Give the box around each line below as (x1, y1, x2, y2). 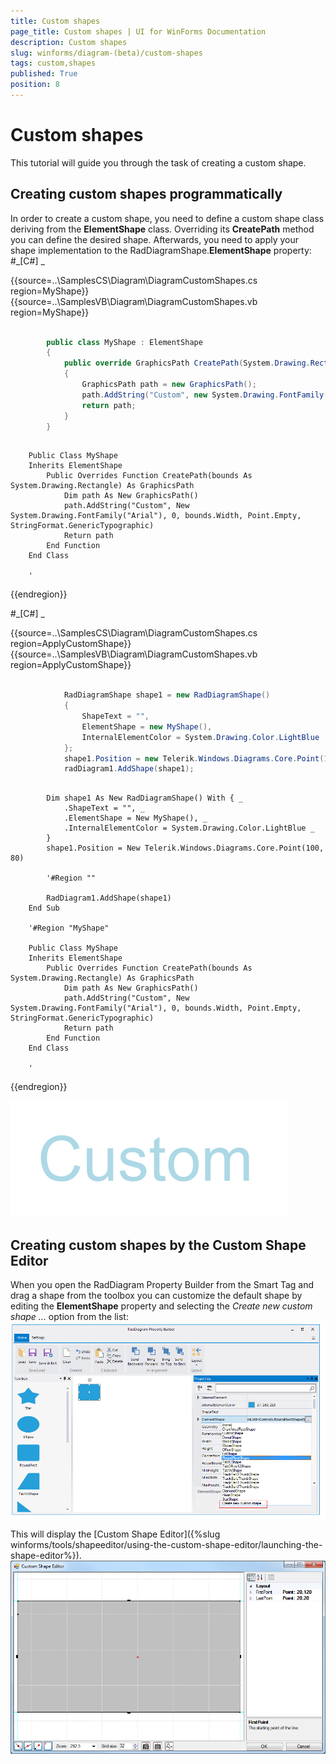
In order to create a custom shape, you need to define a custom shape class (10, 212, 325, 224)
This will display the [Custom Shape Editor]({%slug (10, 1528, 221, 1540)
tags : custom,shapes (10, 58, 97, 69)
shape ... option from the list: (10, 1311, 129, 1323)
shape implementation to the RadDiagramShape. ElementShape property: (10, 244, 312, 256)
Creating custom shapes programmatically (10, 186, 283, 203)
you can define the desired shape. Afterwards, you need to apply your (10, 233, 300, 245)
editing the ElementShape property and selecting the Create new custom (10, 1300, 313, 1312)
